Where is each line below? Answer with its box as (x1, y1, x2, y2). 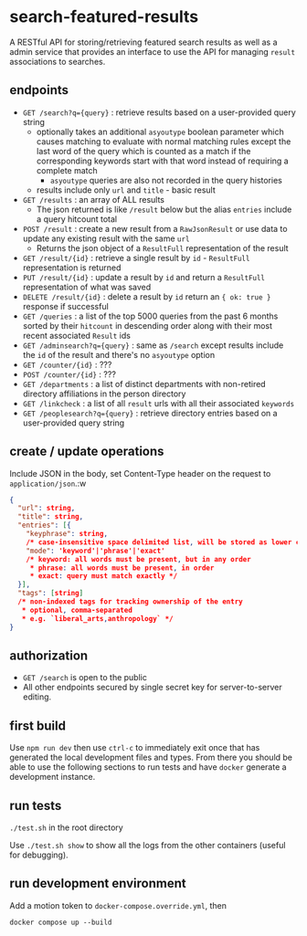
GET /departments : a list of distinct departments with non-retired (22, 378, 267, 389)
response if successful (22, 300, 110, 311)
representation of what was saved (22, 281, 152, 292)
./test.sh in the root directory (9, 822, 123, 833)
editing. (22, 691, 52, 702)
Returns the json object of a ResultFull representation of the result (36, 242, 290, 253)
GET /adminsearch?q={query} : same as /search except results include (22, 340, 284, 351)
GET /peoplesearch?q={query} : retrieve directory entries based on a (22, 407, 278, 418)
